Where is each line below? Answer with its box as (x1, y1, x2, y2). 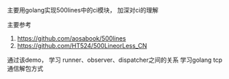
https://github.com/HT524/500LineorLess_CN (16, 42, 147, 49)
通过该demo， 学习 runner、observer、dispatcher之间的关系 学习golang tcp (7, 56, 223, 64)
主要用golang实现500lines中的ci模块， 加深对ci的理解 (7, 6, 159, 14)
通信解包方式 (7, 65, 43, 72)
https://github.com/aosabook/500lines (16, 34, 126, 43)
